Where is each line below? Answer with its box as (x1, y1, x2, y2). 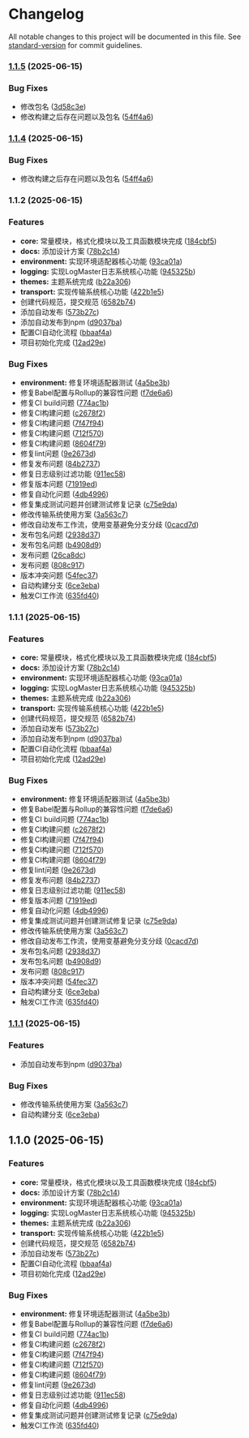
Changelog (8, 5, 84, 24)
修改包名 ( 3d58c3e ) (19, 102, 87, 112)
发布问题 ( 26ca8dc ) (19, 549, 87, 560)
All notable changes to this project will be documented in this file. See (8, 32, 242, 41)
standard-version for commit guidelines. (8, 40, 143, 50)
